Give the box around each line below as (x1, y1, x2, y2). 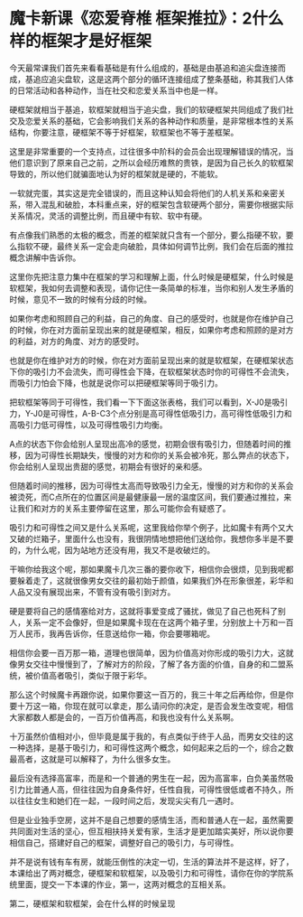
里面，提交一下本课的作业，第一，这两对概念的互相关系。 (16, 878, 231, 890)
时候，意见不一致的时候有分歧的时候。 (9, 294, 151, 304)
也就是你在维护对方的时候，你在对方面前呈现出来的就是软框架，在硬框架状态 (9, 354, 294, 366)
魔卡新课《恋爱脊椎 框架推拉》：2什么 (9, 8, 284, 29)
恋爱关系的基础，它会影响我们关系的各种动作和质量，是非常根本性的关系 (24, 115, 294, 126)
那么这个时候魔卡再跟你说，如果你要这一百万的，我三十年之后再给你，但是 (9, 688, 286, 700)
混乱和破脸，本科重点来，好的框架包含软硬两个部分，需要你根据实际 (40, 199, 294, 210)
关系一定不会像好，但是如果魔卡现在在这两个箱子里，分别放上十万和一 (24, 616, 286, 628)
